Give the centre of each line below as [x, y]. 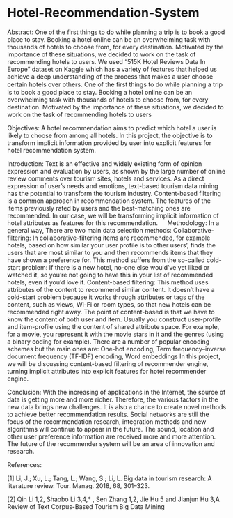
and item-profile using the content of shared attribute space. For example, [113, 326]
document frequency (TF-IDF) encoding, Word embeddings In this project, [114, 356]
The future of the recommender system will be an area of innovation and [111, 443]
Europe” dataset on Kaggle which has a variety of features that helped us [112, 69]
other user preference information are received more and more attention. [112, 436]
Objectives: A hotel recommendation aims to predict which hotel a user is [112, 128]
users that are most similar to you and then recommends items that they [110, 252]
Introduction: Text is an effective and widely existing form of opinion [105, 163]
